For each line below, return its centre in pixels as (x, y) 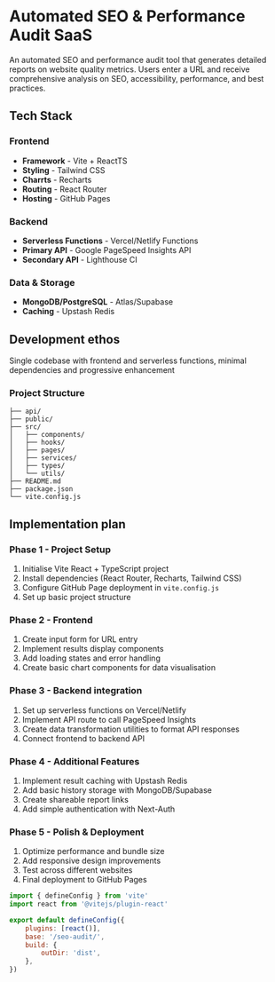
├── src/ (25, 427)
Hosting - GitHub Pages (66, 198)
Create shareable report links (75, 799)
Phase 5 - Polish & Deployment (77, 832)
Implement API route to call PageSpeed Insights (109, 719)
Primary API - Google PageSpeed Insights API (106, 249)
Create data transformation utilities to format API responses (131, 729)
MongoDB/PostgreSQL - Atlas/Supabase (98, 302)
